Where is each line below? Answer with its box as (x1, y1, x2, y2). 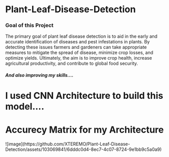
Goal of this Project (5, 22, 54, 29)
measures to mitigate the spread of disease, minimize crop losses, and (5, 49, 154, 56)
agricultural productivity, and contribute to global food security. (5, 60, 138, 67)
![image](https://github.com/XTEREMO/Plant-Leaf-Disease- (5, 141, 130, 147)
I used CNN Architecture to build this (5, 90, 163, 101)
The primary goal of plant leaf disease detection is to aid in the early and (5, 33, 158, 39)
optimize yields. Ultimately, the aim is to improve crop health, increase (5, 55, 152, 61)
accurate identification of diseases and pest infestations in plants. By (5, 39, 150, 45)
